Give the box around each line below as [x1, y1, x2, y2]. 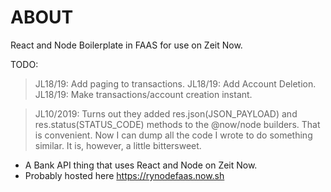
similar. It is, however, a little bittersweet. [34, 139, 202, 151]
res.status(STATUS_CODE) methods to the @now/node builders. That [34, 118, 321, 130]
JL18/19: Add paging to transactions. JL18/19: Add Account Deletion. [34, 77, 317, 90]
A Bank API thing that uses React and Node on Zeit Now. [24, 159, 258, 171]
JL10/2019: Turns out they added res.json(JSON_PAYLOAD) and [34, 107, 298, 120]
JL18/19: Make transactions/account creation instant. [34, 88, 253, 100]
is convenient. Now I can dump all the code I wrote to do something [34, 129, 313, 141]
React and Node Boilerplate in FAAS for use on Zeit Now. [10, 39, 243, 51]
